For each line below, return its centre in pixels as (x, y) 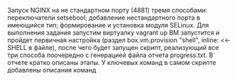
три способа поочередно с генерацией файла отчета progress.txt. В (110, 55)
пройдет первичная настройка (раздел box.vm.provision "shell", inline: (113, 40)
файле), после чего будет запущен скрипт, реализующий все (126, 48)
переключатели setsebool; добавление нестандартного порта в (104, 18)
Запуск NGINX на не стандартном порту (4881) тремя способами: (108, 10)
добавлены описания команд (52, 70)
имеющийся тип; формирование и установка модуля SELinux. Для (108, 25)
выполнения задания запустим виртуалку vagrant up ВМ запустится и (114, 32)
